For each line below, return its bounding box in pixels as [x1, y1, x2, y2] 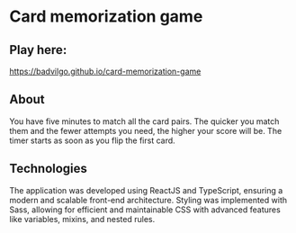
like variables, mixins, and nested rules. [9, 213, 156, 224]
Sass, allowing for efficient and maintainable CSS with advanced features [9, 204, 281, 215]
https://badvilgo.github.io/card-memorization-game [9, 66, 202, 76]
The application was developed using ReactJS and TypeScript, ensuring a [9, 184, 283, 195]
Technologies [9, 161, 88, 176]
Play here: [9, 42, 67, 58]
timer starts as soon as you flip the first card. [9, 135, 175, 146]
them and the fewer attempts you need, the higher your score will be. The [9, 125, 283, 136]
